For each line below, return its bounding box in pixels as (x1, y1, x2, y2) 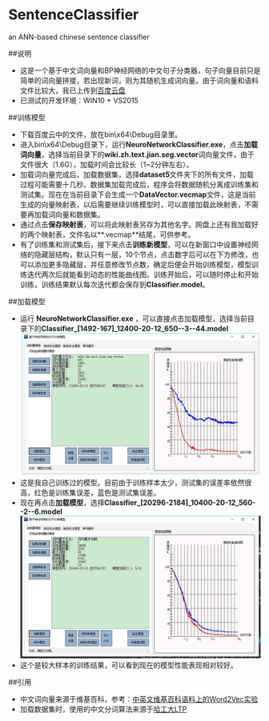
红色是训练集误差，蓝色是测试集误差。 (34, 488, 161, 498)
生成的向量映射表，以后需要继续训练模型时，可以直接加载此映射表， (19, 199, 245, 209)
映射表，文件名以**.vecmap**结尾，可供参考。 (41, 230, 195, 239)
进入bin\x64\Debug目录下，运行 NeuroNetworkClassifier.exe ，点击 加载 (19, 139, 259, 149)
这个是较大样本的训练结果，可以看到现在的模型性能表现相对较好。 (19, 660, 238, 670)
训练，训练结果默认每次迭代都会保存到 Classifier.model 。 (19, 279, 210, 289)
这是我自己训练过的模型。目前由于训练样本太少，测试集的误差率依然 (19, 478, 245, 487)
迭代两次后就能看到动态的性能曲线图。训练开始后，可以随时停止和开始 (26, 270, 259, 279)
